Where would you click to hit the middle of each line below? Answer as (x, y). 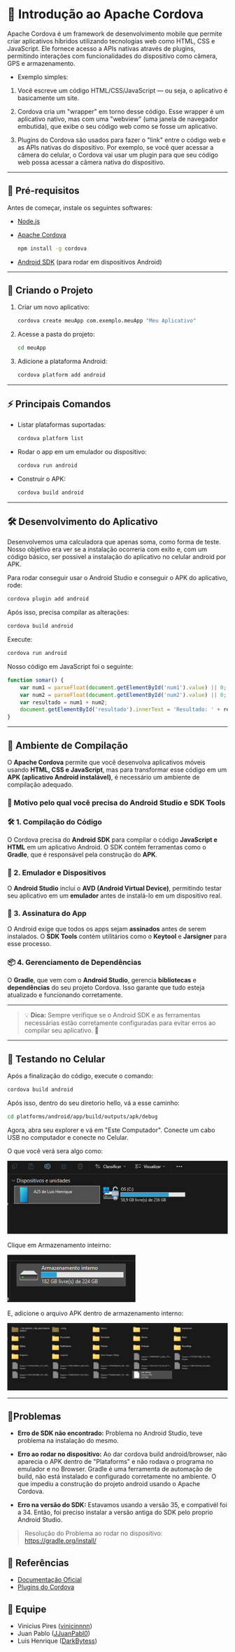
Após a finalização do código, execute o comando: (80, 1075)
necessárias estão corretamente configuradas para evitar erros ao (120, 1023)
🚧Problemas (34, 1417)
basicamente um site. (48, 98)
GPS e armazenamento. (41, 63)
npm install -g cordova (52, 248)
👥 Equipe (27, 1609)
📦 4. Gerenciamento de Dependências (74, 962)
